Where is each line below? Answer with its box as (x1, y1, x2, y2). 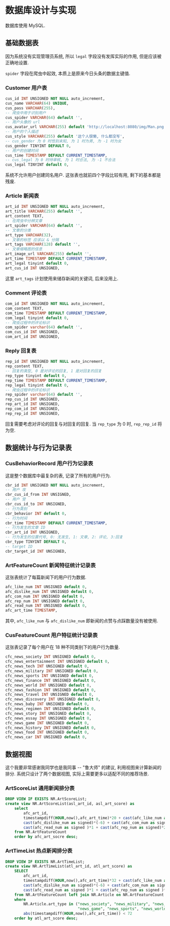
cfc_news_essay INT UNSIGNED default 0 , (5, 716, 92, 721)
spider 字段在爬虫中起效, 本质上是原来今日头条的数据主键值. (5, 70, 131, 76)
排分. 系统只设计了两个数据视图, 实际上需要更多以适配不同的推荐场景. (5, 771, 149, 777)
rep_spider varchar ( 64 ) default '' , (5, 392, 82, 397)
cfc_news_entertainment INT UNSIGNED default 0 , (5, 659, 110, 664)
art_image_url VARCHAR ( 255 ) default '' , (5, 251, 92, 257)
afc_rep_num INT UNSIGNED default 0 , (5, 598, 85, 603)
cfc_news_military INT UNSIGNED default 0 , (5, 668, 99, 674)
